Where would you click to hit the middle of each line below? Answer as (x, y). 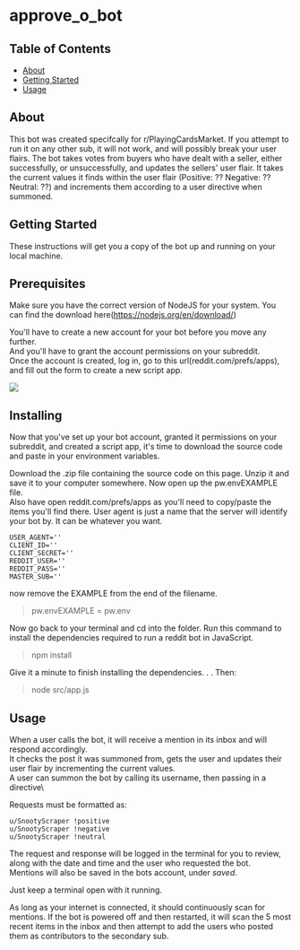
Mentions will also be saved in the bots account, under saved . (123, 873)
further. (23, 342)
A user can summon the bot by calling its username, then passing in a (138, 778)
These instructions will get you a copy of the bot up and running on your (142, 246)
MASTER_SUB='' (36, 577)
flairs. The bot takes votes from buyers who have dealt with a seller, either (146, 158)
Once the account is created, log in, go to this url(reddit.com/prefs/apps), (145, 361)
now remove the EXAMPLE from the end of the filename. (113, 594)
